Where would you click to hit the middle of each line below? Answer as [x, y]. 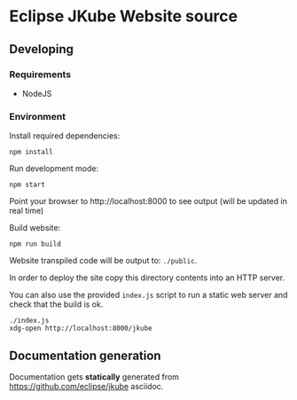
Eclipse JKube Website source [123, 16]
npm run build [35, 244]
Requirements [40, 75]
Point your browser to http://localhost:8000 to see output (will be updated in [148, 201]
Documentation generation [85, 355]
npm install [31, 153]
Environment [38, 116]
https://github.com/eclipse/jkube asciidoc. [86, 386]
